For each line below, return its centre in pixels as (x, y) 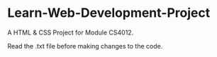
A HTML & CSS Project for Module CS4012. (71, 32)
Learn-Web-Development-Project (109, 13)
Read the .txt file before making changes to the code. (85, 46)
